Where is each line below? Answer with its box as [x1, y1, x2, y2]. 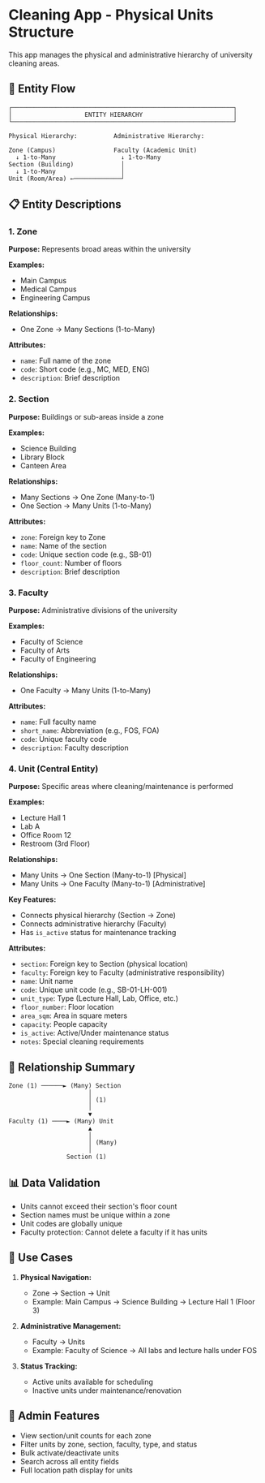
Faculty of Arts [19, 645, 71, 655]
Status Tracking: [19, 1361, 78, 1371]
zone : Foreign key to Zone [19, 532, 106, 541]
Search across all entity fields [19, 1456, 119, 1466]
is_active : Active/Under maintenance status [19, 1028, 169, 1038]
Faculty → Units [32, 1337, 86, 1347]
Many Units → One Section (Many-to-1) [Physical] [19, 870, 186, 880]
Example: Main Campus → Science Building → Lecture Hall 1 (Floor [32, 1296, 255, 1306]
